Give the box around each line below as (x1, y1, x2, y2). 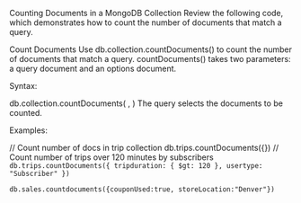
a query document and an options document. (9, 63, 177, 74)
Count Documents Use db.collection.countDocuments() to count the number (9, 44, 293, 55)
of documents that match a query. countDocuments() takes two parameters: (9, 54, 291, 64)
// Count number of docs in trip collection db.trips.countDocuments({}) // (9, 143, 279, 153)
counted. (9, 108, 43, 118)
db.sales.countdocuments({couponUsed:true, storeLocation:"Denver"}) (9, 185, 276, 194)
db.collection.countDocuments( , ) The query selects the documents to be (9, 98, 283, 109)
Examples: (9, 125, 48, 136)
